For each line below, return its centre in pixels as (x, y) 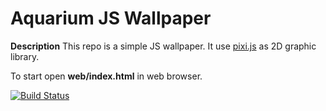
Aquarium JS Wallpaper (111, 18)
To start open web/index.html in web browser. (106, 76)
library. (25, 56)
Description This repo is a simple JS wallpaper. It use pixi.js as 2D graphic (163, 46)
